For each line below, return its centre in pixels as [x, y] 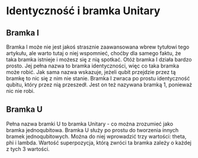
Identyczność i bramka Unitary [83, 11]
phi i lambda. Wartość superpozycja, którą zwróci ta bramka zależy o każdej [99, 143]
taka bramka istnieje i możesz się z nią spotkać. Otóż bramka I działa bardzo [99, 59]
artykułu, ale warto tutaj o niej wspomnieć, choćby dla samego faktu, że [94, 53]
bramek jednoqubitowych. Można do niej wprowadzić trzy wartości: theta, [96, 136]
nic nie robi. [20, 91]
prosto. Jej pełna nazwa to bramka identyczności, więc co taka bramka [92, 66]
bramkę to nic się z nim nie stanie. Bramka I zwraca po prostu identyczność [98, 78]
